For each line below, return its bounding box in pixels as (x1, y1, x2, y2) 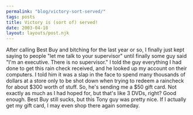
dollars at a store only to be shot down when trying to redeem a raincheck (6, 77, 184, 85)
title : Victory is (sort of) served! (6, 19, 98, 25)
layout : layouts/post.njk (6, 30, 69, 36)
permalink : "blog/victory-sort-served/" (6, 8, 106, 15)
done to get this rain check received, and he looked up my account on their (6, 65, 187, 72)
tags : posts (6, 14, 35, 20)
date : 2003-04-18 (6, 25, 49, 31)
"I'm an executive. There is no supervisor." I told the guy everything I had (6, 59, 182, 66)
